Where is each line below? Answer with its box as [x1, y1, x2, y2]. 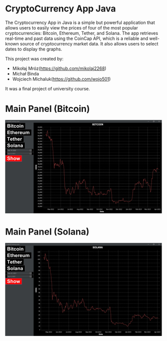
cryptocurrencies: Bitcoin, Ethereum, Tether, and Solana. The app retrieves [5, 30, 158, 36]
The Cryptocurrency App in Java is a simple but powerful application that [5, 19, 155, 25]
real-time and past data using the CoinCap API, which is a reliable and [5, 35, 148, 41]
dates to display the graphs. [5, 46, 62, 52]
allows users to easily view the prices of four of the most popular [5, 24, 138, 30]
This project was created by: [5, 55, 64, 61]
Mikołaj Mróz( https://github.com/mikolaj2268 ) [12, 65, 107, 71]
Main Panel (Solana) [5, 226, 89, 237]
